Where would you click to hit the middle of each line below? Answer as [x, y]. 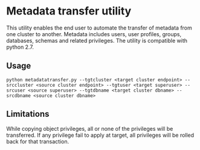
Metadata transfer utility [69, 11]
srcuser [16, 90]
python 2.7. [20, 47]
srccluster [20, 85]
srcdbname [19, 95]
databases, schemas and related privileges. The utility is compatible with [97, 40]
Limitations [28, 114]
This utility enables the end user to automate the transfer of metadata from [99, 28]
